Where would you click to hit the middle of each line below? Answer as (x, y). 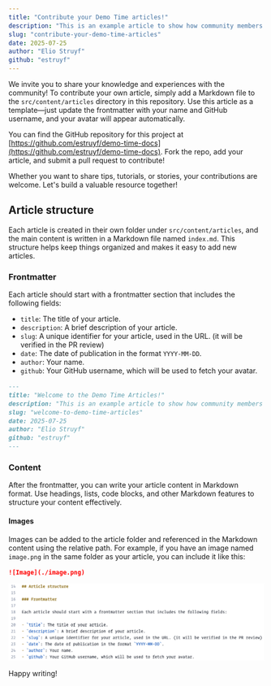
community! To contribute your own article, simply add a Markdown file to (132, 93)
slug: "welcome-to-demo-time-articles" (76, 412)
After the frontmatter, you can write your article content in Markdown (124, 485)
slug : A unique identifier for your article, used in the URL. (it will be (131, 336)
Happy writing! (33, 673)
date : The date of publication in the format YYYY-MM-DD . (111, 354)
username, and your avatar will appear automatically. (97, 119)
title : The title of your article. (70, 319)
